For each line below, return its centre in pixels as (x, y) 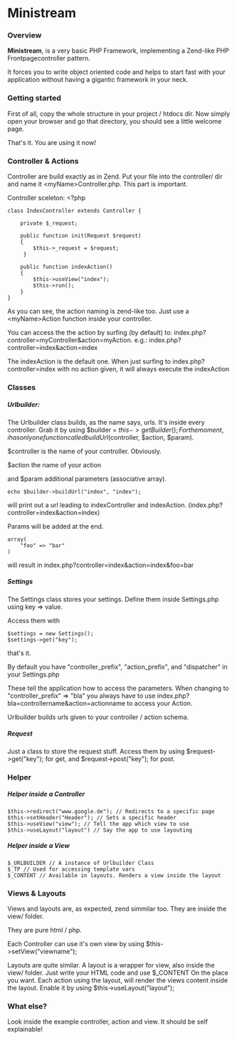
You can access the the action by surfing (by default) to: (90, 333)
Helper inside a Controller (46, 794)
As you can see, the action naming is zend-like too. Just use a (99, 312)
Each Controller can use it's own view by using (76, 944)
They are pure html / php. (44, 930)
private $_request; (49, 223)
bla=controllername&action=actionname (67, 703)
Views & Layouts (37, 893)
